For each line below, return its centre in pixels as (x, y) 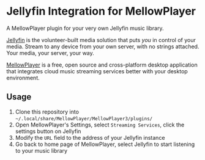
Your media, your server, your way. (50, 53)
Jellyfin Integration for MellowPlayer (101, 11)
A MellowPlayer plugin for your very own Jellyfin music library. (85, 28)
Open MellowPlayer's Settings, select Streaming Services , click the (100, 125)
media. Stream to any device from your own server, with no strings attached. (103, 46)
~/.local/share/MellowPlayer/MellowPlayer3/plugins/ (84, 118)
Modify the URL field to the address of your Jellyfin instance (90, 137)
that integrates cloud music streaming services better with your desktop (97, 71)
